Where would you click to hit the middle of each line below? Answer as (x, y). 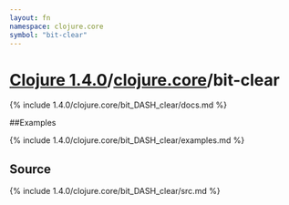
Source (31, 169)
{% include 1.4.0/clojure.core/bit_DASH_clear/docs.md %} (119, 105)
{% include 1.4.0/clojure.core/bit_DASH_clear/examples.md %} (127, 140)
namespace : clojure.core (57, 26)
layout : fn (30, 18)
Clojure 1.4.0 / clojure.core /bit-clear (144, 80)
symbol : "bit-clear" (49, 35)
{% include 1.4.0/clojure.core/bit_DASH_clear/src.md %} (115, 191)
